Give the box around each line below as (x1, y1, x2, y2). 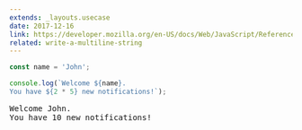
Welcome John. (9, 103, 72, 113)
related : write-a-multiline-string (9, 38, 143, 48)
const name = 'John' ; (9, 63, 91, 72)
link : (9, 30, 30, 39)
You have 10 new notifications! (9, 112, 152, 122)
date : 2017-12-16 (9, 22, 75, 30)
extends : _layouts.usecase (9, 13, 111, 22)
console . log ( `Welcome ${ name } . (9, 79, 127, 88)
